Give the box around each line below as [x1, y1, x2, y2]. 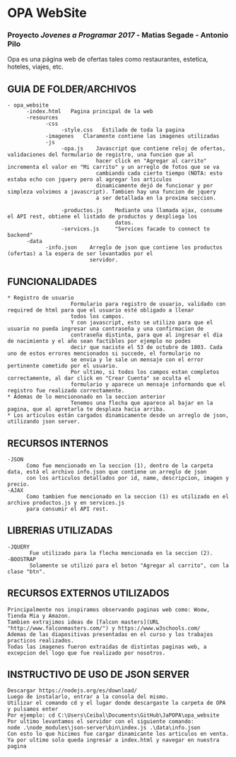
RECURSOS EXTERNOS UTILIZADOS [7, 587, 170, 599]
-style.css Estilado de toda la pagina [61, 127, 185, 134]
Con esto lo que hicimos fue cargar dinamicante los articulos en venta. [7, 730, 230, 738]
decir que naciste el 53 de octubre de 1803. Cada [70, 344, 223, 351]
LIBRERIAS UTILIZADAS [7, 524, 113, 536]
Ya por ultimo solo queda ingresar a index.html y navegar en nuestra [7, 737, 220, 744]
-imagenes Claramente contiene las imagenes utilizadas [45, 133, 220, 140]
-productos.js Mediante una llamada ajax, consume [61, 207, 223, 214]
